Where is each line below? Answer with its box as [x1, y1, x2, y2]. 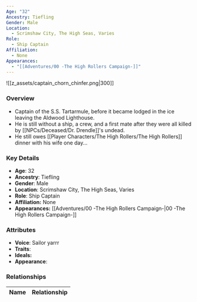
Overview [6, 94, 35, 103]
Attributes [6, 225, 36, 234]
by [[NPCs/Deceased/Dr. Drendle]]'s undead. [14, 126, 125, 133]
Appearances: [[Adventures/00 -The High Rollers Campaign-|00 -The [14, 205, 186, 212]
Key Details [6, 154, 40, 162]
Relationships [6, 273, 47, 281]
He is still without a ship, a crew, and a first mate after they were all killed [14, 120, 192, 127]
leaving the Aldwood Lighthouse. [14, 114, 95, 121]
